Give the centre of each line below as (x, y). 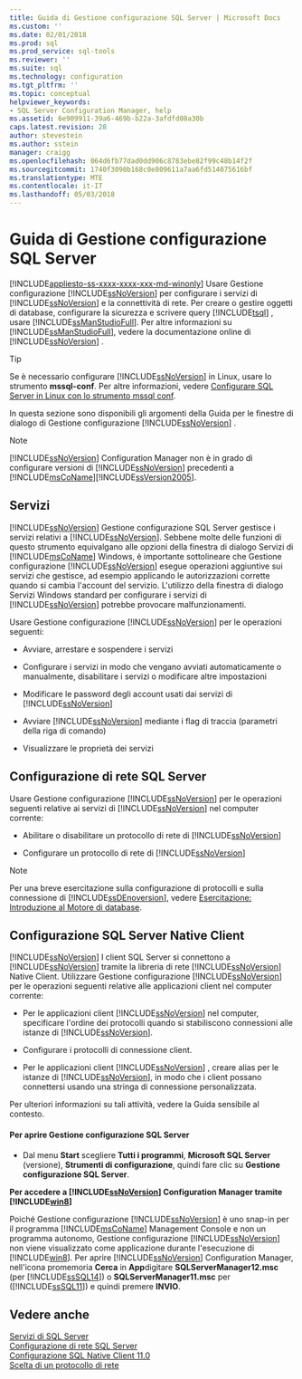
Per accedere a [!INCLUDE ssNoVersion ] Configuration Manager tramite (146, 1192)
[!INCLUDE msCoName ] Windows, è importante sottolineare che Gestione (146, 556)
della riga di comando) (64, 731)
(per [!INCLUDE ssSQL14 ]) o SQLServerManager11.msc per (120, 1277)
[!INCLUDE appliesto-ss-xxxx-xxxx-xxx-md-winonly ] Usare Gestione (137, 283)
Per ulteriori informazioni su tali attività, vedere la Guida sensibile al (134, 1105)
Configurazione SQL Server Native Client (127, 935)
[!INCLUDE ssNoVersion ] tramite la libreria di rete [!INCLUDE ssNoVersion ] (146, 967)
